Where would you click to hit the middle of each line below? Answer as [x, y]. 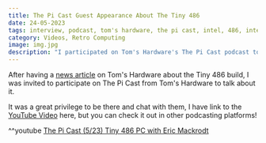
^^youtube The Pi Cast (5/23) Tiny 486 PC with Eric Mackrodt [108, 130]
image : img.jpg [33, 45]
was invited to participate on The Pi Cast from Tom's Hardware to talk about [132, 83]
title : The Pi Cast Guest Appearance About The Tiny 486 [104, 15]
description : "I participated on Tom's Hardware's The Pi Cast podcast [129, 52]
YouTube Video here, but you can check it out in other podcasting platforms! [133, 115]
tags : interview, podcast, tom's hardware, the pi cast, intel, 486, [125, 30]
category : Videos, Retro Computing [67, 38]
